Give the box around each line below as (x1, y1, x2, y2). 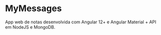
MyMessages (5, 3, 62, 14)
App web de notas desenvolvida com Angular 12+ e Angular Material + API (5, 19, 157, 25)
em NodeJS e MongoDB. (5, 24, 56, 30)
